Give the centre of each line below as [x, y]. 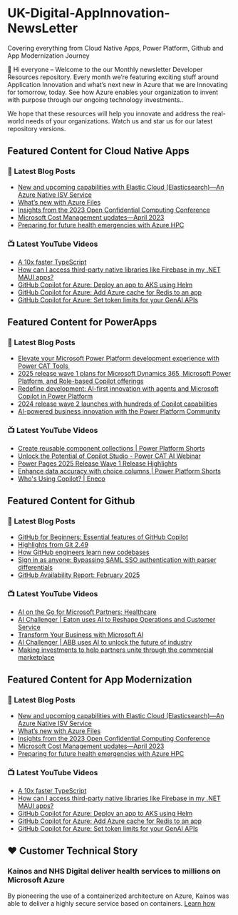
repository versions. [37, 128]
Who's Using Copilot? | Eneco [61, 479]
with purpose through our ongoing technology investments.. [95, 99]
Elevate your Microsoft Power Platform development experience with [118, 358]
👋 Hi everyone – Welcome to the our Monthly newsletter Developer [105, 69]
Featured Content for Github [71, 501]
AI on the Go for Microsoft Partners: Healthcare [87, 612]
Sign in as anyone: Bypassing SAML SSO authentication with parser [117, 559]
